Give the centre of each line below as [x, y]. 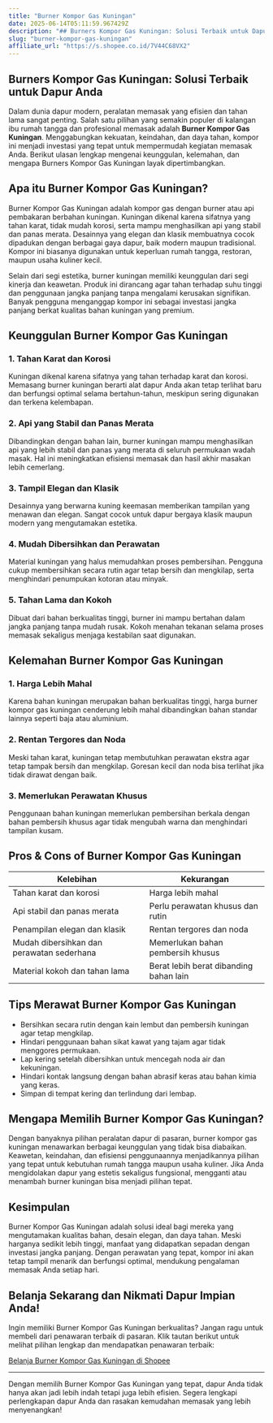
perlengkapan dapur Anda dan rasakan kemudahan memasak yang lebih [130, 1401]
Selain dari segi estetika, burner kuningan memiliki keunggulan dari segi [129, 275]
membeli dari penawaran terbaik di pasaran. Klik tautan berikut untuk [124, 1336]
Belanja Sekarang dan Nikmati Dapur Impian [122, 1295]
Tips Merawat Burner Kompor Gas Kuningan [123, 1005]
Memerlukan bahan [186, 942]
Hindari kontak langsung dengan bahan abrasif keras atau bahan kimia [138, 1076]
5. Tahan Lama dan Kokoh [60, 600]
